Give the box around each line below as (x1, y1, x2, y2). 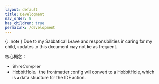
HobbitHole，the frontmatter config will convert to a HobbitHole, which (12, 69, 155, 75)
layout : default (5, 7, 38, 12)
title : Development (5, 12, 45, 17)
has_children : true (5, 20, 45, 26)
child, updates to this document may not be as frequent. (5, 44, 118, 50)
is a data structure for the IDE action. (12, 75, 86, 81)
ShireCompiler (12, 64, 41, 69)
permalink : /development (5, 25, 55, 30)
